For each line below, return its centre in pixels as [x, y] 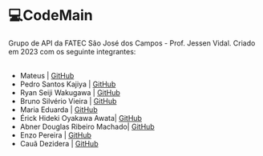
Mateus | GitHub [47, 75]
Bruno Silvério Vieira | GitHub [68, 101]
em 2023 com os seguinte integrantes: [72, 51]
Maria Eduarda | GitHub [59, 110]
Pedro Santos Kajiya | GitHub [68, 84]
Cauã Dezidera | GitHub [59, 143]
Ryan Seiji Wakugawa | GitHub [70, 92]
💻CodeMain [51, 16]
